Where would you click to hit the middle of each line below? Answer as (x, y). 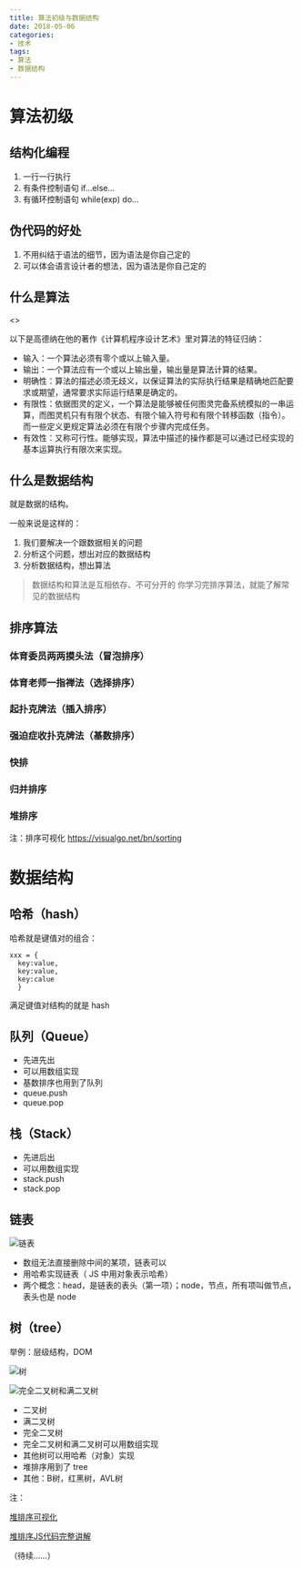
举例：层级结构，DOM (51, 1351)
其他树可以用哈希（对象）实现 (78, 1455)
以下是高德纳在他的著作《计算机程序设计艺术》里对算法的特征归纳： (137, 339)
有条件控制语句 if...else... (69, 188)
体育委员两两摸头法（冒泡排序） (80, 656)
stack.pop (41, 1188)
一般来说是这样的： (45, 524)
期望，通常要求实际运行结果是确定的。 (111, 392)
